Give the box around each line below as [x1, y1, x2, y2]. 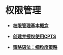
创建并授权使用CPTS [12, 33, 56, 39]
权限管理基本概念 [12, 22, 49, 29]
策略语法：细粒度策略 [12, 44, 57, 50]
